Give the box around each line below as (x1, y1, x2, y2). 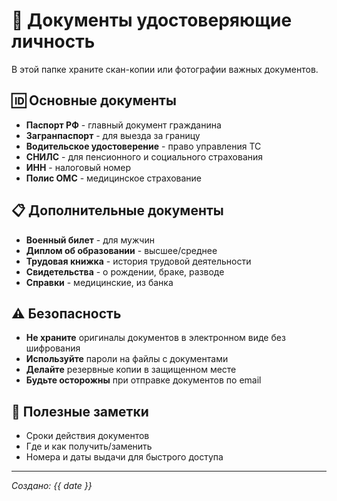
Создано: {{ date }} (11, 480, 93, 492)
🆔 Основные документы (11, 92, 177, 109)
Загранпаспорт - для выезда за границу (25, 129, 201, 141)
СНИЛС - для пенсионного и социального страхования (25, 150, 264, 163)
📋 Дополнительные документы (11, 202, 224, 219)
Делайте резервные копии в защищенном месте (25, 364, 237, 376)
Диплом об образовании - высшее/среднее (25, 244, 218, 256)
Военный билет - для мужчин (25, 234, 155, 246)
